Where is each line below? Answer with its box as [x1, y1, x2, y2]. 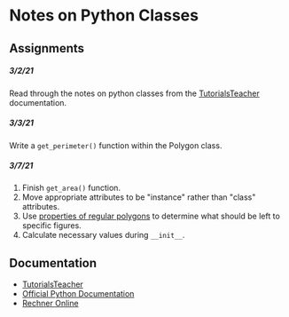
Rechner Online [21, 298, 79, 309]
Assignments [9, 41, 85, 56]
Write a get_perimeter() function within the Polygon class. [9, 139, 223, 151]
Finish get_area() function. [21, 183, 121, 194]
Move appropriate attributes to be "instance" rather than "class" [21, 192, 256, 202]
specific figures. [21, 220, 82, 231]
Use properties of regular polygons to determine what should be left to [21, 210, 281, 222]
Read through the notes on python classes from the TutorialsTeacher [9, 88, 260, 99]
